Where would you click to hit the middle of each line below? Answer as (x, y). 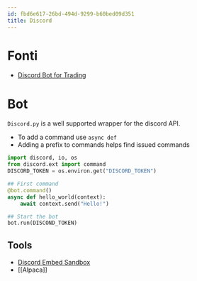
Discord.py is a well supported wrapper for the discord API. (94, 123)
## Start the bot (33, 216)
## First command (33, 184)
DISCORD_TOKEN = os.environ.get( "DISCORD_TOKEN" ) (82, 171)
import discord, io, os (43, 158)
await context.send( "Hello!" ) (65, 204)
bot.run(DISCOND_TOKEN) (43, 223)
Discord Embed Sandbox (54, 263)
